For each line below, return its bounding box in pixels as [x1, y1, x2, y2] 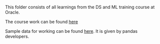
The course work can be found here [5, 19, 78, 24]
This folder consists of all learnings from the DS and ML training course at [5, 4, 155, 10]
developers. [5, 34, 30, 39]
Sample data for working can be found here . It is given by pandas [5, 28, 138, 34]
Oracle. [5, 9, 20, 15]
